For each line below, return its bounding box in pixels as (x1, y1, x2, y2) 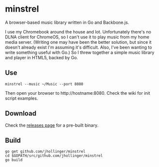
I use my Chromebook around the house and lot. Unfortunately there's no (5, 29, 151, 34)
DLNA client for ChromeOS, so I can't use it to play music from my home (5, 34, 149, 40)
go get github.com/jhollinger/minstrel (5, 149, 86, 154)
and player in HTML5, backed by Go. (5, 54, 79, 60)
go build (5, 158, 23, 163)
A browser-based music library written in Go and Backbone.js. (5, 19, 129, 25)
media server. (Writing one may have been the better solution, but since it (5, 39, 152, 45)
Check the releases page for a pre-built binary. (5, 122, 98, 128)
